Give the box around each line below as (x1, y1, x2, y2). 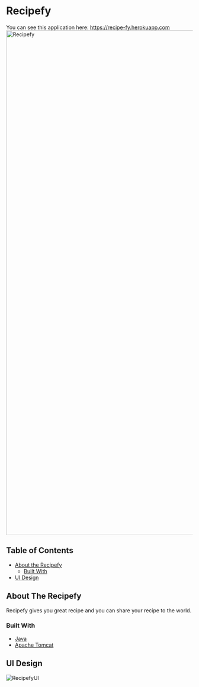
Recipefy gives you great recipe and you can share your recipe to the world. (6, 606, 192, 614)
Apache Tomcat (14, 641, 54, 648)
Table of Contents (6, 545, 74, 555)
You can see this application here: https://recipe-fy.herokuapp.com (6, 24, 170, 31)
